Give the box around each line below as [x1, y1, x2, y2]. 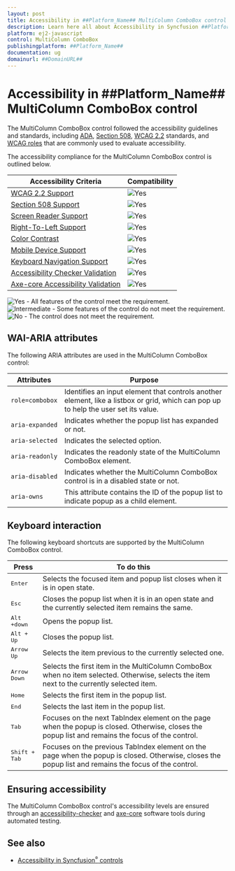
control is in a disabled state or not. [64, 476, 180, 486]
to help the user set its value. [64, 404, 159, 413]
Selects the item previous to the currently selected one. [42, 648, 225, 658]
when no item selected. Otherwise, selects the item [42, 670, 211, 680]
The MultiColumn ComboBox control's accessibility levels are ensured [7, 802, 210, 810]
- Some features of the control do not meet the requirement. [52, 304, 225, 313]
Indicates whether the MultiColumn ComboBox [64, 467, 218, 476]
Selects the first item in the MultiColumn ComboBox [42, 662, 212, 672]
